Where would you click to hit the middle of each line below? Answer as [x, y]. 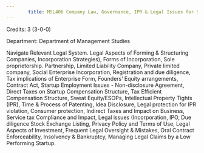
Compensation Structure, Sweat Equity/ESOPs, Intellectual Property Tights [99, 98]
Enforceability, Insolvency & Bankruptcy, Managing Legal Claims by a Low [99, 137]
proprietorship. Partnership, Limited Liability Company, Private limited [93, 66]
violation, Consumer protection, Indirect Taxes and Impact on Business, [96, 110]
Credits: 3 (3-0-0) [29, 29]
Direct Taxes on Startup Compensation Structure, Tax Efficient [84, 91]
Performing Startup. [31, 143]
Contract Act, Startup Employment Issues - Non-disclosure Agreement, [95, 85]
